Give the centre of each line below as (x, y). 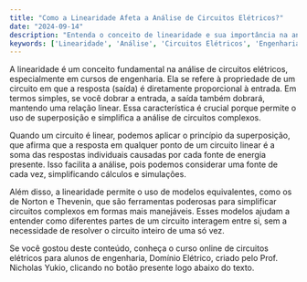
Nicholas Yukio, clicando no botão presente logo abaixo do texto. (132, 268)
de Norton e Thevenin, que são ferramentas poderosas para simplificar (143, 202)
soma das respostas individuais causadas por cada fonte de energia (138, 155)
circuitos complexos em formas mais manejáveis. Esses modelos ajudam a (150, 212)
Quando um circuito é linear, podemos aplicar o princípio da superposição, (150, 136)
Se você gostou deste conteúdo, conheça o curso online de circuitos (139, 248)
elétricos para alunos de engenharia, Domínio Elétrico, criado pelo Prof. (144, 258)
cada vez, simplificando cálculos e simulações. (98, 174)
